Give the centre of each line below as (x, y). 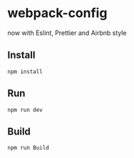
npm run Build (29, 148)
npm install (25, 72)
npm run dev (25, 110)
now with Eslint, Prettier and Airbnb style (67, 33)
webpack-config (57, 13)
